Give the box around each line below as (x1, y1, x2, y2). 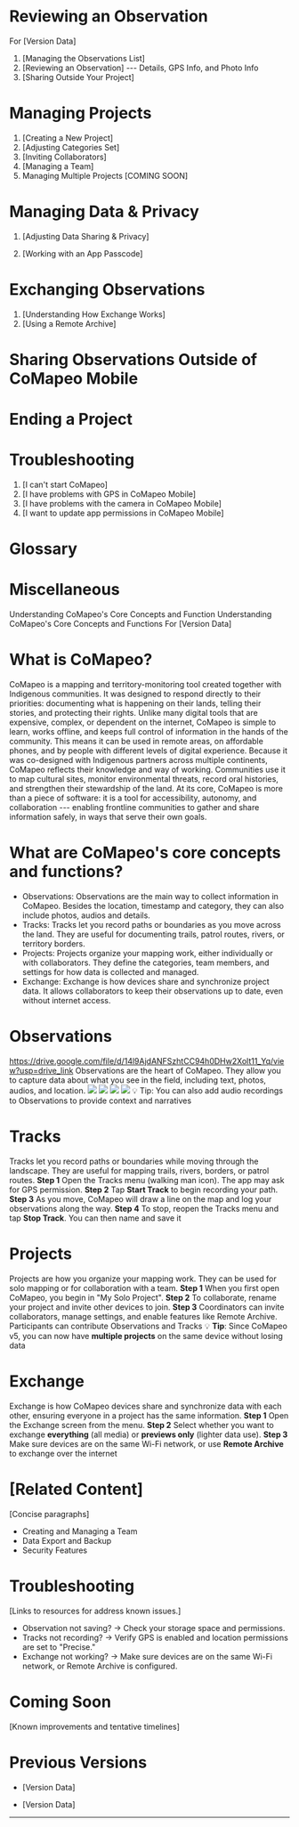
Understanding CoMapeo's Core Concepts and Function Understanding (9, 609, 272, 620)
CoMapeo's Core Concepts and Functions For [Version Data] (9, 619, 232, 629)
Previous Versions (9, 1752, 148, 1773)
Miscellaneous (9, 580, 120, 600)
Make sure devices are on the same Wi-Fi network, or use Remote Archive (9, 1438, 285, 1449)
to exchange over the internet (9, 1448, 117, 1458)
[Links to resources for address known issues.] (9, 1605, 182, 1616)
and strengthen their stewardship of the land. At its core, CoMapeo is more (9, 784, 283, 794)
